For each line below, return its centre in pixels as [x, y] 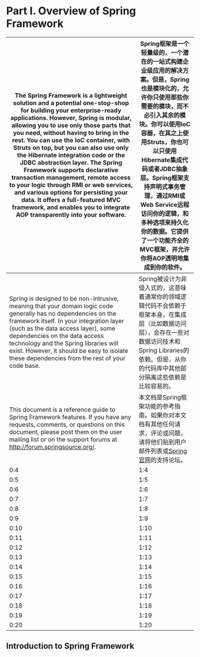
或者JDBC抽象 [168, 169]
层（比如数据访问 [163, 323]
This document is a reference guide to [62, 410]
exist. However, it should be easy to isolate [69, 351]
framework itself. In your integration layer [67, 321]
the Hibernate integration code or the [71, 155]
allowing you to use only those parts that [71, 125]
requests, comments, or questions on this [67, 424]
